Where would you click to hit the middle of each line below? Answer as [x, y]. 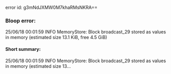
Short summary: [23, 49]
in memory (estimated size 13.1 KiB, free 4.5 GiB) [56, 38]
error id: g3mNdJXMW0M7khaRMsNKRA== [51, 7]
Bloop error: [20, 21]
